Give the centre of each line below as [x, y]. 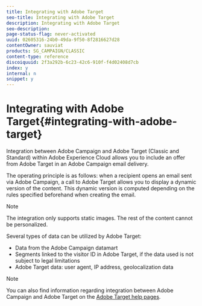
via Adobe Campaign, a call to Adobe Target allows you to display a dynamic [101, 182]
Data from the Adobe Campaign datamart [66, 248]
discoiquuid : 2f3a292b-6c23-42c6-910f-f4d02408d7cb [72, 62]
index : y [17, 68]
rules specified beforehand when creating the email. [71, 195]
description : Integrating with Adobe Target [63, 23]
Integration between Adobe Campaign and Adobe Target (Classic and [93, 151]
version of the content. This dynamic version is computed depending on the [100, 189]
